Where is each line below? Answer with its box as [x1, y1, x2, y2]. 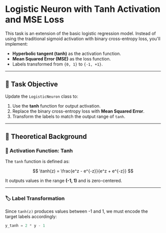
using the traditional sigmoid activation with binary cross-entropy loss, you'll [5, 36, 161, 42]
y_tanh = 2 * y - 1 [5, 223, 45, 228]
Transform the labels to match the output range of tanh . [12, 113, 125, 119]
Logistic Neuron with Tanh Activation [5, 3, 161, 15]
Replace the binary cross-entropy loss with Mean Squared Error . [12, 108, 145, 114]
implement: [5, 41, 28, 47]
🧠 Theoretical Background [5, 132, 87, 141]
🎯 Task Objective [5, 80, 58, 89]
